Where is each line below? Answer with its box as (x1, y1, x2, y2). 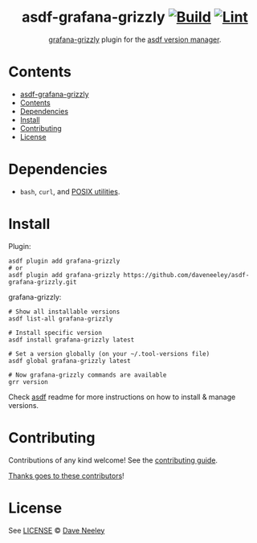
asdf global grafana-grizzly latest (8, 357, 131, 365)
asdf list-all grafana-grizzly (8, 314, 113, 323)
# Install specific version (8, 329, 103, 337)
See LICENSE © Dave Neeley (8, 525, 105, 535)
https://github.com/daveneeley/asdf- (123, 271, 250, 279)
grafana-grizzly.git (8, 278, 78, 286)
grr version (8, 378, 48, 386)
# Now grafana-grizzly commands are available (8, 370, 167, 379)
